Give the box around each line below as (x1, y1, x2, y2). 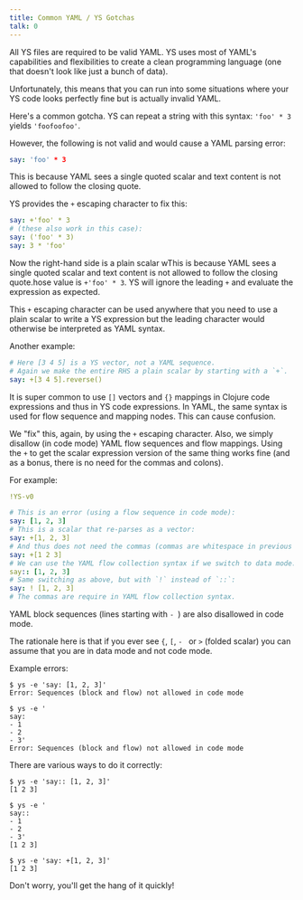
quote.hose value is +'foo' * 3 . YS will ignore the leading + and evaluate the (9, 277, 294, 288)
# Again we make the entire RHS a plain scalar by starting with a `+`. (9, 366, 289, 375)
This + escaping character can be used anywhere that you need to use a (9, 304, 278, 315)
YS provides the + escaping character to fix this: (9, 198, 188, 209)
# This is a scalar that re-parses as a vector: (9, 526, 196, 535)
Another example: (9, 340, 76, 351)
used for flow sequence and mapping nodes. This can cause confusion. (9, 411, 277, 422)
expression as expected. (9, 286, 101, 297)
